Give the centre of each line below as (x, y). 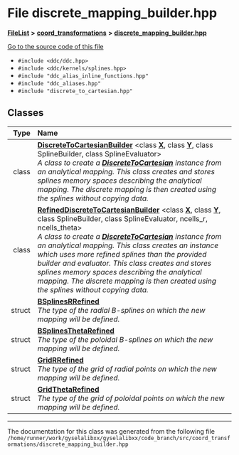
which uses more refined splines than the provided (122, 254)
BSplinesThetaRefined (76, 331)
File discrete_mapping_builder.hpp (112, 13)
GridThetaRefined (68, 389)
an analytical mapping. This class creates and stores (126, 171)
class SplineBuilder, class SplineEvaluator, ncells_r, (122, 218)
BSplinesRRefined (68, 301)
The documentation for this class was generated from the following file (111, 431)
